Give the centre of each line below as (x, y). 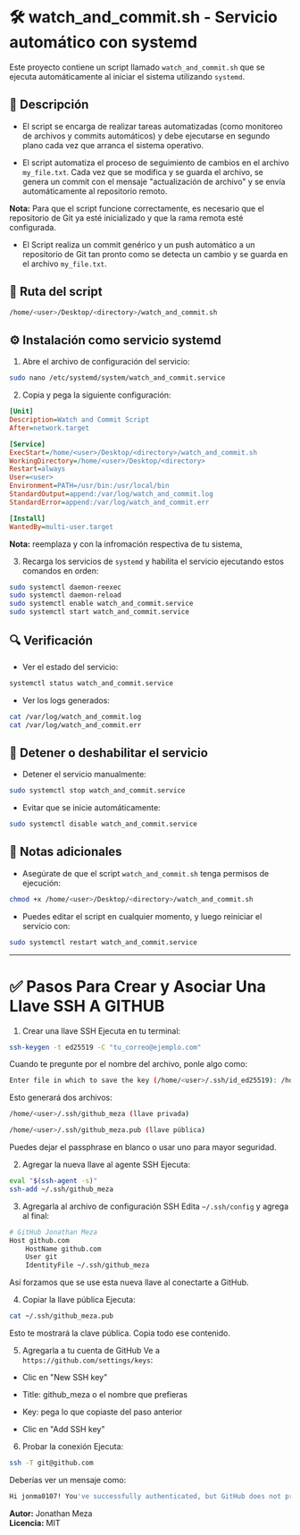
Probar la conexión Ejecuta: (73, 1447)
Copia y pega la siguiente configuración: (96, 395)
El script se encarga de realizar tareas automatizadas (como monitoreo (152, 126)
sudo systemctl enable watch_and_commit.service (101, 604)
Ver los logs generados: (66, 700)
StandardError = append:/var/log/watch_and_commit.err (109, 502)
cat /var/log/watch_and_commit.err (75, 725)
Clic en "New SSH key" (65, 1377)
